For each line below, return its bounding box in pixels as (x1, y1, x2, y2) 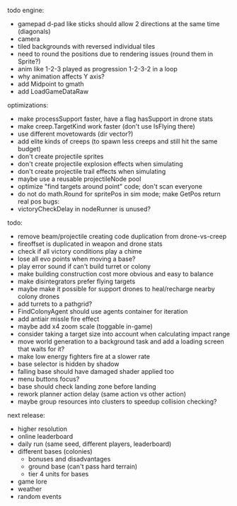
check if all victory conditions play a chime (17, 247, 143, 255)
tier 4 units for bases (28, 470, 89, 478)
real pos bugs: (17, 197, 60, 206)
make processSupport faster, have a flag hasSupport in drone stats (17, 114, 214, 123)
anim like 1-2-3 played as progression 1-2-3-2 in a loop (17, 65, 178, 73)
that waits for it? (17, 345, 65, 353)
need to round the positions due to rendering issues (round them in (17, 49, 214, 58)
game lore (17, 477, 47, 486)
